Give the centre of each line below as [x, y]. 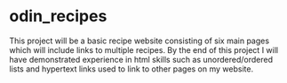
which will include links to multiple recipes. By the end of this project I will [143, 49]
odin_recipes [58, 16]
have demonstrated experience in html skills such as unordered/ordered [141, 59]
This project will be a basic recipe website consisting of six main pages [139, 41]
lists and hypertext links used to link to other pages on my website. [132, 69]
